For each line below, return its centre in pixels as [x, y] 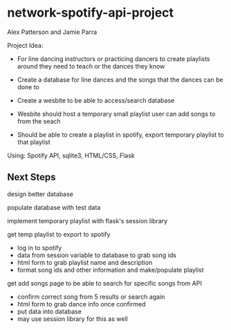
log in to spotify [39, 247]
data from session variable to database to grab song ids [96, 255]
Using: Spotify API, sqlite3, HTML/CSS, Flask [71, 155]
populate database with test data [54, 207]
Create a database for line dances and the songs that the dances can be [120, 79]
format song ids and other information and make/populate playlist [110, 270]
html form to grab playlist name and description [85, 262]
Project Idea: [25, 45]
